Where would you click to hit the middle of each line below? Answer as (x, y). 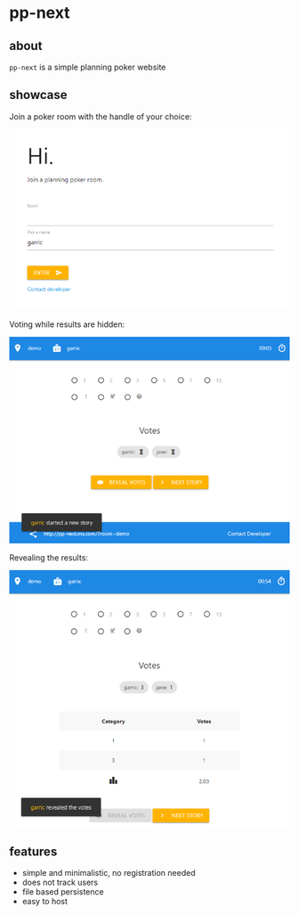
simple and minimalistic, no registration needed (109, 873)
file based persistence (63, 892)
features (33, 851)
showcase (39, 95)
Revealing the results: (49, 557)
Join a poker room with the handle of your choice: (101, 116)
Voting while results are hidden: (67, 324)
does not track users (60, 882)
